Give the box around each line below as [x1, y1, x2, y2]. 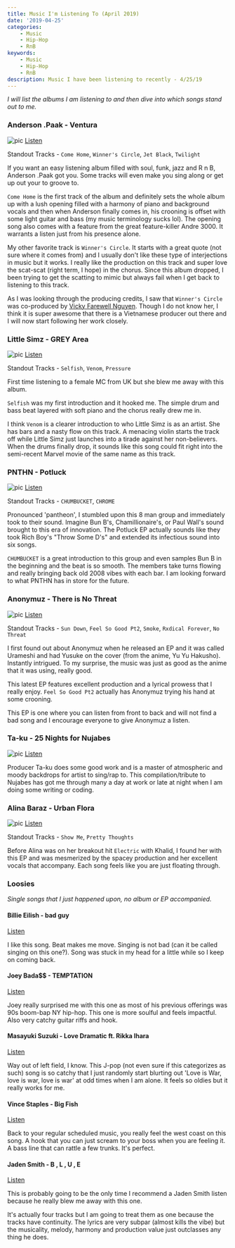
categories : [7, 23, 42, 30]
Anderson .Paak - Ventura [7, 120, 98, 130]
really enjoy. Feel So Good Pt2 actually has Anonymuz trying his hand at [7, 687, 215, 696]
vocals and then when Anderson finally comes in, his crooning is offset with [7, 207, 226, 216]
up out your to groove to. [7, 178, 79, 187]
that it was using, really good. [7, 666, 93, 675]
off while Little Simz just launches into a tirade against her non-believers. [7, 435, 217, 443]
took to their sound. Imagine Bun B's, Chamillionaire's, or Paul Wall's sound [7, 518, 224, 527]
